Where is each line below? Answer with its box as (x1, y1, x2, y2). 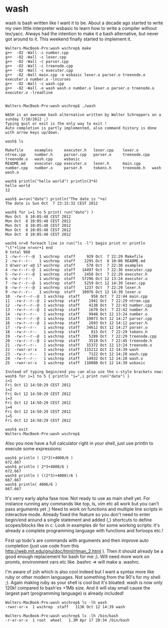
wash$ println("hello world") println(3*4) (5, 178, 98, 184)
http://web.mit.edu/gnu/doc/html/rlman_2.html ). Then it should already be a (5, 548, 163, 554)
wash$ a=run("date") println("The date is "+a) (5, 196, 107, 202)
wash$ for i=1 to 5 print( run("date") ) (5, 210, 94, 215)
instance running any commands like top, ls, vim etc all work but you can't (5, 500, 159, 506)
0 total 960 (5, 249, 30, 255)
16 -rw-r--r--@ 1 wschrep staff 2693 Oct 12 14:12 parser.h (5, 320, 148, 326)
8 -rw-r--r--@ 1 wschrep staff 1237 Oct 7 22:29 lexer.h (5, 285, 141, 290)
